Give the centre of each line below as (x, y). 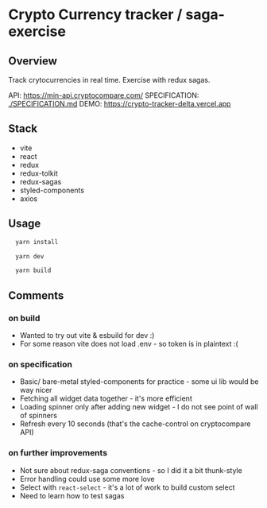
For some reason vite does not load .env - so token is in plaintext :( (129, 343)
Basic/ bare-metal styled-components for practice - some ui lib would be (139, 382)
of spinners (39, 416)
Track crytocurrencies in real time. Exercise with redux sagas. (109, 80)
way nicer (36, 390)
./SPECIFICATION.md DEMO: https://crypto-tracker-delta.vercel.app (120, 104)
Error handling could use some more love (87, 479)
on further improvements (58, 453)
